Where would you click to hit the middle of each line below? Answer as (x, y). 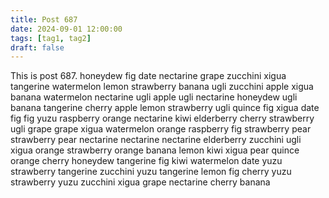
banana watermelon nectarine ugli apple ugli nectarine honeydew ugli (154, 97)
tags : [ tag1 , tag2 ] (51, 38)
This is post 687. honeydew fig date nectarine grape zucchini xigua (148, 76)
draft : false (37, 47)
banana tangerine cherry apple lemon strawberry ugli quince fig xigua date (165, 108)
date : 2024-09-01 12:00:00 (66, 29)
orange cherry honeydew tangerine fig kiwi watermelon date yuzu (146, 161)
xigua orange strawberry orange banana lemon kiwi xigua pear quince (155, 150)
